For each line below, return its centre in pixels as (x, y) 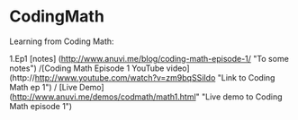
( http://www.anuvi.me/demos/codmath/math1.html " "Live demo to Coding (146, 97)
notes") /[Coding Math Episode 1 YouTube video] (100, 68)
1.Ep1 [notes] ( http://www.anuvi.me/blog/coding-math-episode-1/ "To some (149, 58)
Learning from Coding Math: (62, 41)
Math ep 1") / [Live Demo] (57, 87)
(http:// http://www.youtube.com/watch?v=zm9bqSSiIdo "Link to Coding (142, 77)
